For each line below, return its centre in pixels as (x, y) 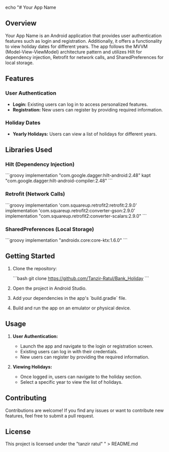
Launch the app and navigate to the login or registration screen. (87, 346)
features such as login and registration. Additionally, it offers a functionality (84, 41)
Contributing (26, 398)
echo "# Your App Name (31, 7)
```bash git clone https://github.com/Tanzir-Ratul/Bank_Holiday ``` (81, 278)
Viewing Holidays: (32, 366)
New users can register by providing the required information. (85, 357)
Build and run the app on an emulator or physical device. (72, 308)
